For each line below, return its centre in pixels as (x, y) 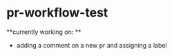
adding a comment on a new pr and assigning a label (91, 45)
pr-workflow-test (57, 13)
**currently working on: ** (44, 32)
